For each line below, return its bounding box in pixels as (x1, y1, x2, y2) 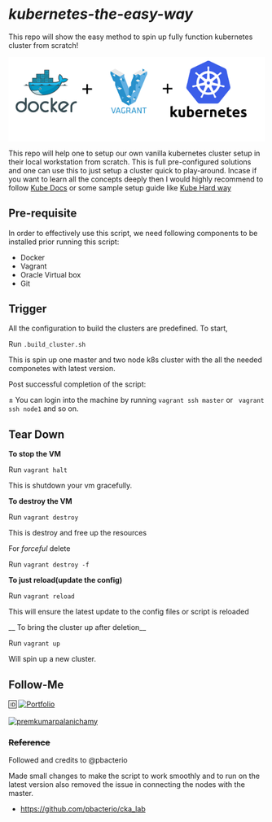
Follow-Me (8, 677, 64, 692)
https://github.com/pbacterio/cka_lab (20, 804, 146, 814)
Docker (20, 252, 46, 262)
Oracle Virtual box (20, 269, 81, 279)
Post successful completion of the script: (8, 379, 147, 389)
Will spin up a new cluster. (8, 654, 96, 664)
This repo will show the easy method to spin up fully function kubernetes (8, 32, 253, 42)
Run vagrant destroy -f (8, 559, 90, 570)
